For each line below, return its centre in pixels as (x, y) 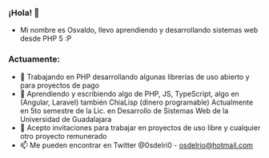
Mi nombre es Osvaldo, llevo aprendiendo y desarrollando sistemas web (139, 30)
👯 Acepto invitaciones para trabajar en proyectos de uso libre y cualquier (140, 128)
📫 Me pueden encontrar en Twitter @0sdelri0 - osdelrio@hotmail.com (137, 145)
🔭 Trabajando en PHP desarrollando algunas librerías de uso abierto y (134, 77)
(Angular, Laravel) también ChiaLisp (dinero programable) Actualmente (137, 102)
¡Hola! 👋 (24, 13)
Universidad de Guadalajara (66, 119)
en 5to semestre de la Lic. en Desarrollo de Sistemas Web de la (124, 110)
